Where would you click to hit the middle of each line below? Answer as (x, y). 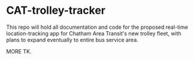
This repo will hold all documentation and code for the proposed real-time (97, 27)
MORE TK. (19, 51)
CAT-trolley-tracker (56, 10)
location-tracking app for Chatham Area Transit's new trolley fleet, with (94, 33)
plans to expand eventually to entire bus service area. (72, 40)
